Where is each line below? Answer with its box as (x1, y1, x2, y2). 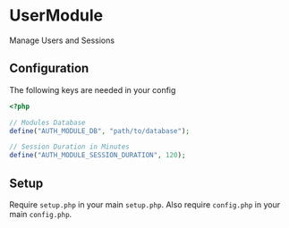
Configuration (9, 61, 89, 76)
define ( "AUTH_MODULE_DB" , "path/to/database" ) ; (9, 126, 191, 135)
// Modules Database (9, 118, 87, 127)
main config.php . (9, 208, 72, 219)
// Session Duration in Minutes (9, 142, 130, 152)
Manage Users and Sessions (9, 35, 115, 46)
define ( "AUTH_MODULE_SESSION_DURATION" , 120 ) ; (9, 151, 186, 160)
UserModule (9, 5, 104, 26)
